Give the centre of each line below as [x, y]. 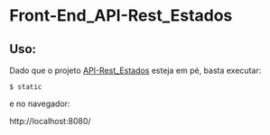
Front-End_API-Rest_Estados [121, 16]
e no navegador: [40, 103]
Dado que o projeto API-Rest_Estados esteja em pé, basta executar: [135, 70]
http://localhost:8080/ [51, 121]
